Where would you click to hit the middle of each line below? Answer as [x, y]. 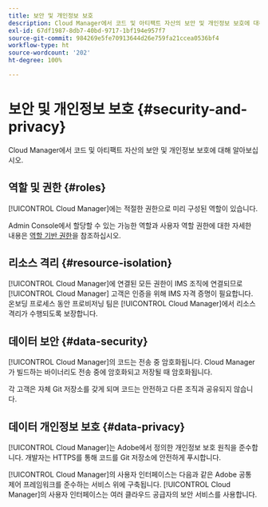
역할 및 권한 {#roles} [57, 188]
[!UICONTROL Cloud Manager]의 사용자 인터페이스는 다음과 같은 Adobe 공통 [130, 475]
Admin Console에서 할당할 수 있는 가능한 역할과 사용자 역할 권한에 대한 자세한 [130, 226]
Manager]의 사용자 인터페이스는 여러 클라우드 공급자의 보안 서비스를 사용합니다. [133, 495]
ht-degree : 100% [35, 61]
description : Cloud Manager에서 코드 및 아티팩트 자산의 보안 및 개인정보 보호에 [129, 23]
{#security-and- [192, 110]
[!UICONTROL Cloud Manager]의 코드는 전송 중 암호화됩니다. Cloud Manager [132, 362]
